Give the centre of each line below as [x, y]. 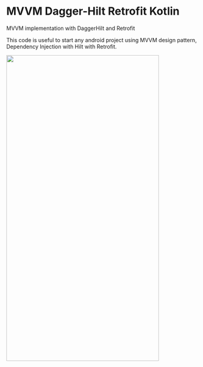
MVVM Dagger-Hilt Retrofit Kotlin [93, 11]
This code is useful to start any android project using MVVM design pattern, [101, 40]
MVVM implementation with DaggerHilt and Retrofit [71, 28]
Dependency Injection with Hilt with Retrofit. [62, 46]
